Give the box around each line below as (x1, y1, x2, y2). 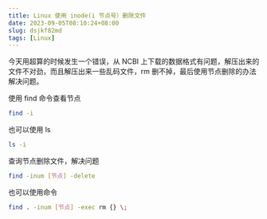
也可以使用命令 (8, 187, 57, 197)
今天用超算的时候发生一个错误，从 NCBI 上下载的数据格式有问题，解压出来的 (8, 57, 260, 66)
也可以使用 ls (8, 125, 51, 135)
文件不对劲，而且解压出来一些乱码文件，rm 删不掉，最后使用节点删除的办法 (8, 67, 257, 76)
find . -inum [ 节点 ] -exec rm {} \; (8, 203, 128, 211)
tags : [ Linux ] (8, 33, 56, 42)
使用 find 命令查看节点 (8, 93, 81, 104)
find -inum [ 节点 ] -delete (8, 172, 96, 180)
